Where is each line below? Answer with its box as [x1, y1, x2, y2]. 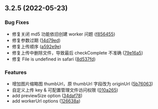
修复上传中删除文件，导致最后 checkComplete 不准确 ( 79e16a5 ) [11, 49, 143, 55]
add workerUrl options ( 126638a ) [11, 97, 80, 104]
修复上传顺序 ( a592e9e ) [11, 43, 61, 49]
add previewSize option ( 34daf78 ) [11, 92, 83, 98]
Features [4, 68, 27, 75]
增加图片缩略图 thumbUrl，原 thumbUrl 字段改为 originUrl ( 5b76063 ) [11, 80, 153, 86]
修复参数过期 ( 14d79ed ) [11, 37, 61, 43]
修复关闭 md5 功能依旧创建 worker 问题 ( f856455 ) [11, 31, 115, 37]
